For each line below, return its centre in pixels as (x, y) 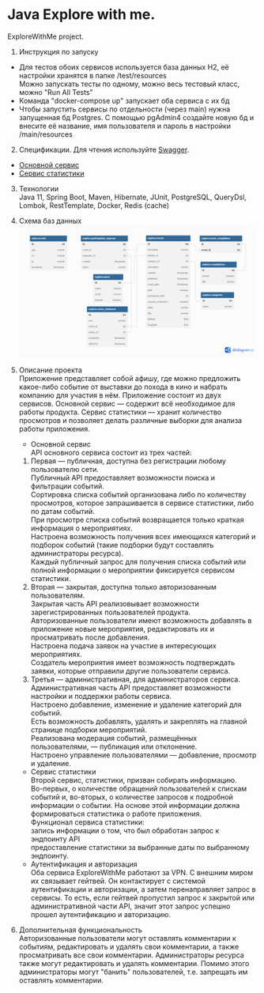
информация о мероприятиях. (82, 528)
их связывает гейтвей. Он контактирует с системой (118, 881)
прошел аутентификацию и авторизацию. (101, 915)
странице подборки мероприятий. (89, 730)
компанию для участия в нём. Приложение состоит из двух (120, 395)
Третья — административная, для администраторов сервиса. (135, 680)
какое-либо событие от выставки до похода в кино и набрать (123, 387)
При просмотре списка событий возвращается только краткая (137, 520)
